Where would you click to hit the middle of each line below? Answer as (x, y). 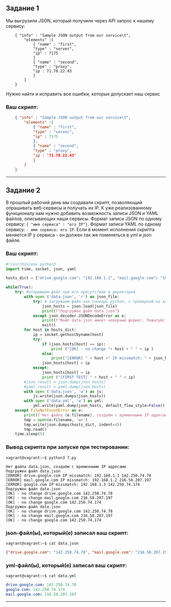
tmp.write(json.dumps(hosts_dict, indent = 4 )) (73, 425)
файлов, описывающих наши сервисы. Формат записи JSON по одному (84, 219)
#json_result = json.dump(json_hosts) (65, 382)
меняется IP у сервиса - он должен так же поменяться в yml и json (79, 235)
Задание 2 (23, 190)
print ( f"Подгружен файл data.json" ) (81, 311)
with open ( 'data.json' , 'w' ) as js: (64, 392)
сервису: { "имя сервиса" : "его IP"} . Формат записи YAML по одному (84, 224)
